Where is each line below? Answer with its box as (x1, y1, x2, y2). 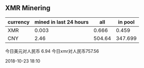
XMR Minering (5, 4, 51, 12)
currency (7, 18, 30, 25)
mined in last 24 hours (34, 18, 89, 25)
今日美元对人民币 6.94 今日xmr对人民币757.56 (5, 48, 99, 54)
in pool (118, 18, 135, 25)
